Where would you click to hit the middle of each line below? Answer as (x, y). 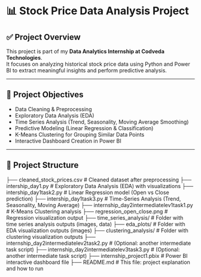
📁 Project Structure (42, 165)
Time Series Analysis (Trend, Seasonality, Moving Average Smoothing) (102, 122)
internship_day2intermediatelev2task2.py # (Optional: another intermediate (99, 243)
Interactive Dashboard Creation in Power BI (68, 141)
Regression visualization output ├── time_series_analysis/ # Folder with (95, 217)
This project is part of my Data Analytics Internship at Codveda (85, 51)
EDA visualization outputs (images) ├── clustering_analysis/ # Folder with (97, 230)
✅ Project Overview (43, 37)
